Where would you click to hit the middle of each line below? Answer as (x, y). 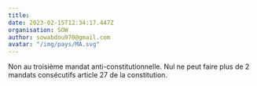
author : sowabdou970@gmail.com (59, 37)
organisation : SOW (38, 30)
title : (19, 15)
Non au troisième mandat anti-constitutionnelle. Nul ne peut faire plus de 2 (129, 66)
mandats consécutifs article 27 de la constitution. (88, 75)
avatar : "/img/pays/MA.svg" (54, 45)
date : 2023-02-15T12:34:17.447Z (61, 23)
